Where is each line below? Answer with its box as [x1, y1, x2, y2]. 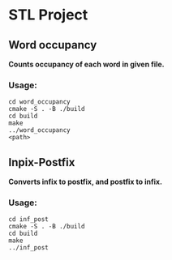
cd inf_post [8, 215, 49, 224]
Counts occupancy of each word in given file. [8, 59, 165, 69]
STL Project [8, 6, 88, 24]
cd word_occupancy [8, 98, 71, 106]
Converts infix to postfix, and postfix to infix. [8, 177, 162, 187]
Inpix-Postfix [8, 156, 75, 169]
